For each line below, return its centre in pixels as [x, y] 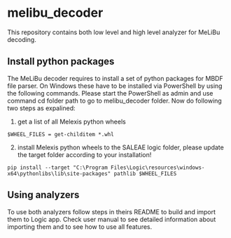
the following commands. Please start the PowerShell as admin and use [110, 93]
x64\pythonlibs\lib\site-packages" [59, 173]
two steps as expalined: [41, 108]
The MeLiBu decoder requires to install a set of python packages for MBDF [115, 78]
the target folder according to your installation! [84, 154]
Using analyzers [43, 195]
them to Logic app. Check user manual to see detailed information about [112, 219]
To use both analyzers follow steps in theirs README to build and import [111, 211]
